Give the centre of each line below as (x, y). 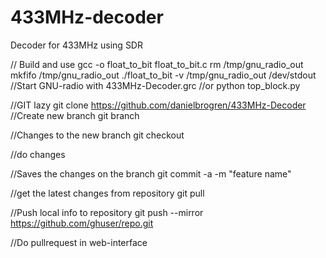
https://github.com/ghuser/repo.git (82, 223)
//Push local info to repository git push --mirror (107, 212)
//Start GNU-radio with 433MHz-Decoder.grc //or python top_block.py (155, 85)
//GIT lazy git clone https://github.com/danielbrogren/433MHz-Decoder (158, 105)
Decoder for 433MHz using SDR (76, 45)
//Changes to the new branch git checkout (97, 135)
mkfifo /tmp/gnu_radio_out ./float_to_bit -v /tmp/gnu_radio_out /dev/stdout (163, 75)
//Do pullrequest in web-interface (79, 242)
